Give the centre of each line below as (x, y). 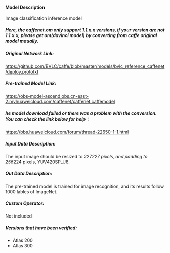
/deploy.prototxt (22, 71)
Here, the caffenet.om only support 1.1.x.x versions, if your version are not (85, 30)
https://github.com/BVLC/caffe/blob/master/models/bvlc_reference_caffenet (85, 66)
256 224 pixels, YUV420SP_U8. (37, 162)
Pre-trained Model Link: (31, 83)
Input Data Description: (30, 144)
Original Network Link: (30, 54)
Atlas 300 (23, 246)
